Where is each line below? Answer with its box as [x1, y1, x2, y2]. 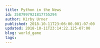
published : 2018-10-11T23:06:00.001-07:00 [5, 21, 95, 26]
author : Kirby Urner [5, 16, 48, 21]
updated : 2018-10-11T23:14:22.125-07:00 [5, 26, 91, 31]
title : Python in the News [5, 7, 61, 12]
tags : [5, 35, 16, 40]
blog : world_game [5, 30, 41, 35]
